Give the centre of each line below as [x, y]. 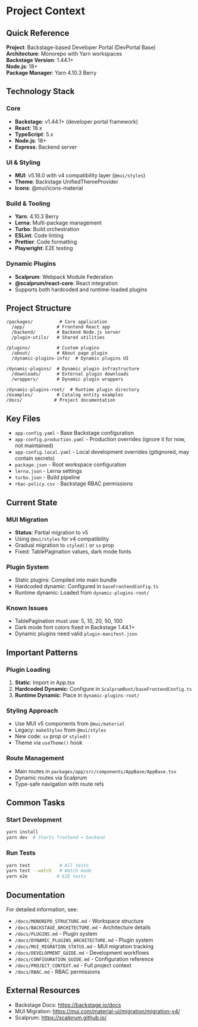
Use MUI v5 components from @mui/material [70, 724]
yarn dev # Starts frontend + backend [56, 838]
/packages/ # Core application [57, 322]
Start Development [34, 820]
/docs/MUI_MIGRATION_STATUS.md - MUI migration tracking [84, 946]
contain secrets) [35, 459]
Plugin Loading [28, 669]
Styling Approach [32, 711]
